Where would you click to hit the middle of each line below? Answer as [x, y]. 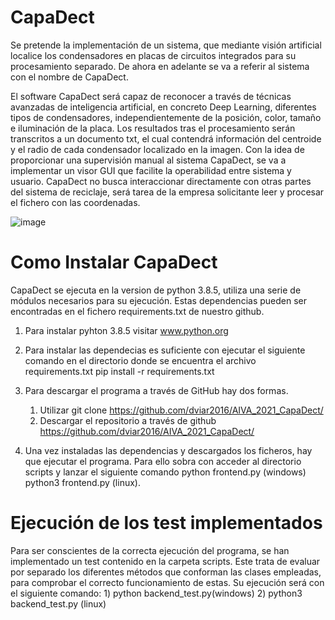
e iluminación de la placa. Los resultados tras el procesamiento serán [153, 128]
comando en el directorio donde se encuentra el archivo [140, 360]
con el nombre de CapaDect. [69, 77]
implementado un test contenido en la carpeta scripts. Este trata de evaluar [165, 561]
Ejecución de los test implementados [166, 523]
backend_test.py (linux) [58, 603]
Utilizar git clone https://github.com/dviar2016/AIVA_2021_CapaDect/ [181, 410]
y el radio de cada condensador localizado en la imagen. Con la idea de [157, 149]
